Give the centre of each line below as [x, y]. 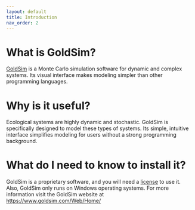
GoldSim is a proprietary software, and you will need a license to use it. [93, 182]
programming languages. [37, 82]
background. [22, 141]
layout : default [26, 12]
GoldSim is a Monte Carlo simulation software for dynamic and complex [94, 69]
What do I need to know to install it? [96, 165]
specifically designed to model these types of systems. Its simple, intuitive [97, 128]
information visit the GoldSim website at [55, 194]
